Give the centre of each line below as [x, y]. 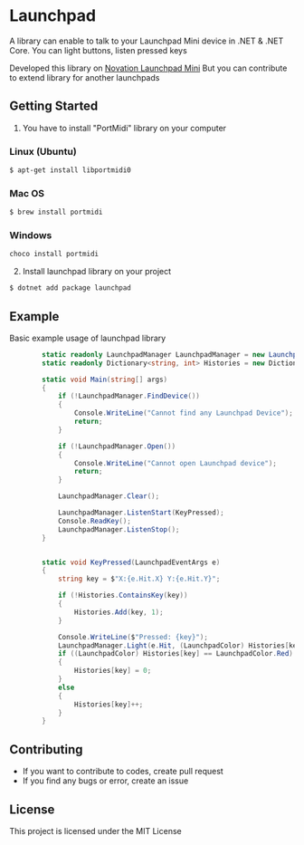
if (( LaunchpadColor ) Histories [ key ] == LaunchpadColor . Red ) [176, 654]
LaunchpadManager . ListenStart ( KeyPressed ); [141, 513]
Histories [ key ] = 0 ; [113, 671]
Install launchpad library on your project [97, 272]
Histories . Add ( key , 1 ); [119, 612]
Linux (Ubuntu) [43, 151]
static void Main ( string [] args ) [105, 379]
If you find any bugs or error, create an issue [105, 781]
